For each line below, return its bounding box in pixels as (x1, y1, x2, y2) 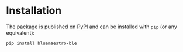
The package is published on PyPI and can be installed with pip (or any (6, 23, 177, 30)
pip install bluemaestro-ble (6, 40, 77, 46)
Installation (6, 4, 62, 17)
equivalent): (6, 29, 35, 36)
